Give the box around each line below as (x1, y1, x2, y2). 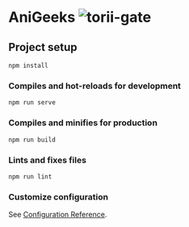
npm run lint (8, 172, 52, 181)
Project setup (8, 40, 78, 54)
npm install (8, 61, 48, 69)
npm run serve (8, 99, 57, 107)
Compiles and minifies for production (8, 117, 157, 128)
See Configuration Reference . (8, 210, 107, 220)
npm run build (8, 136, 57, 144)
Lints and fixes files (8, 154, 87, 166)
